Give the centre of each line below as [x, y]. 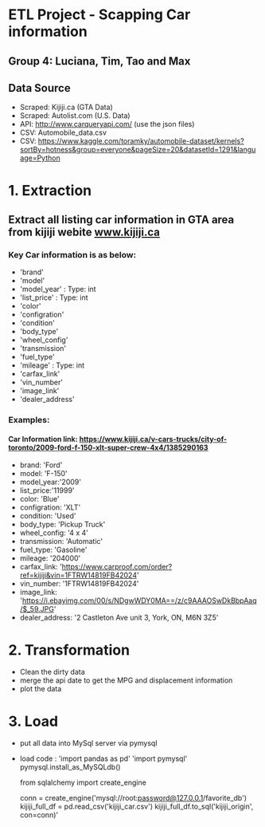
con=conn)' [39, 815]
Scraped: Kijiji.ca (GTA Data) [66, 107]
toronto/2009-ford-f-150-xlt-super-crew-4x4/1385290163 [108, 447]
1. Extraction [50, 190]
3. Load [33, 721]
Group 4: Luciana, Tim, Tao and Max [99, 61]
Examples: [29, 420]
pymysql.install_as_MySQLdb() [70, 767]
